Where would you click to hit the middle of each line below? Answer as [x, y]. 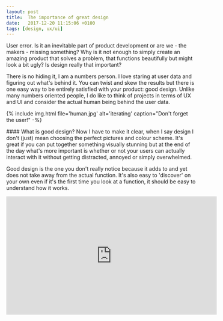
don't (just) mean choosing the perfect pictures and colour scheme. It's [95, 138]
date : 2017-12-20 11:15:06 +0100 [51, 23]
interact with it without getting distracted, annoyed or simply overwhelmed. [99, 157]
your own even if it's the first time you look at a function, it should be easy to [101, 182]
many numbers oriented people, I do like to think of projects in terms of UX [99, 96]
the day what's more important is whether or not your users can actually [96, 151]
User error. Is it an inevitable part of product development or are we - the [96, 46]
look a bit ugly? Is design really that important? [64, 65]
